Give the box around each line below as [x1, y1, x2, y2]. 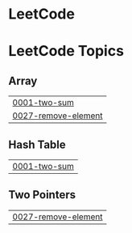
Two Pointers [8, 188, 76, 202]
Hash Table [8, 138, 66, 151]
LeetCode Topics [8, 42, 125, 61]
